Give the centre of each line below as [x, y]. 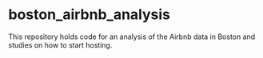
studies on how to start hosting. [60, 44]
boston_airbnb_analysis [89, 15]
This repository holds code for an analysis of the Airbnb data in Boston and [132, 37]
